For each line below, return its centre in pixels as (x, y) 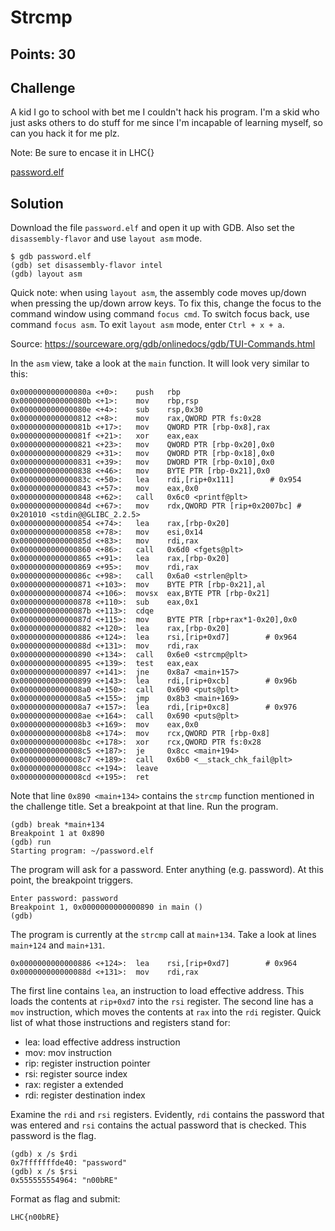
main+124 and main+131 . (58, 945)
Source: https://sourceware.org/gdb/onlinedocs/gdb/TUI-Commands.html (163, 344)
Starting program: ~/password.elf (82, 851)
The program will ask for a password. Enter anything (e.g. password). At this (167, 870)
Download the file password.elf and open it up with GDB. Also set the (153, 228)
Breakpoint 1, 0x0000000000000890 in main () (106, 907)
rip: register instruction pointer (87, 1063)
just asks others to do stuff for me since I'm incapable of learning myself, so (166, 123)
